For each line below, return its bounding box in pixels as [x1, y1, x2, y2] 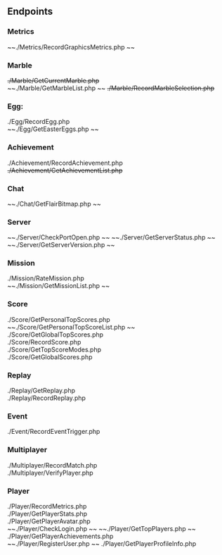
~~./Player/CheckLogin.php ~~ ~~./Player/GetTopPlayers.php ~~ [7, 524, 197, 532]
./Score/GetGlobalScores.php [7, 352, 93, 361]
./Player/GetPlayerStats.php [7, 509, 88, 518]
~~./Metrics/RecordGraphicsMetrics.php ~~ [7, 42, 135, 51]
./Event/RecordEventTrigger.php [7, 428, 100, 436]
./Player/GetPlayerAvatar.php [7, 517, 91, 525]
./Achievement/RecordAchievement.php [7, 158, 123, 167]
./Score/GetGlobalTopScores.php [7, 330, 104, 339]
